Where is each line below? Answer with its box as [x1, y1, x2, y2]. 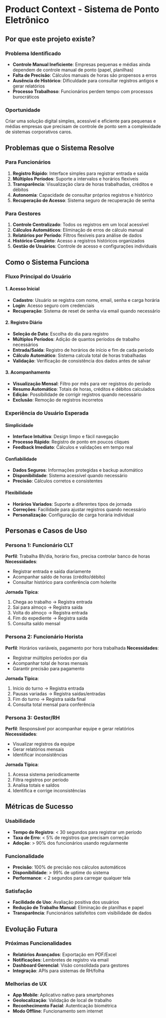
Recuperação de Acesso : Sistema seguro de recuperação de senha [12, 197, 155, 203]
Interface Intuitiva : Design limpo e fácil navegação [12, 434, 119, 440]
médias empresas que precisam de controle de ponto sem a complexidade [5, 124, 161, 130]
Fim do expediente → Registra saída [12, 615, 88, 621]
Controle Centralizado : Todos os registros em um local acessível [12, 222, 149, 228]
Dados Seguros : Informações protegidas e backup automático [12, 467, 143, 473]
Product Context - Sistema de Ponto [5, 4, 159, 15]
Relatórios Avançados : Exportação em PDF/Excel [12, 951, 117, 958]
